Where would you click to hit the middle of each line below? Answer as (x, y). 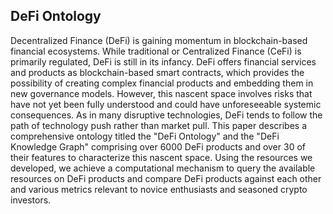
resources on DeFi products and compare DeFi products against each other (166, 178)
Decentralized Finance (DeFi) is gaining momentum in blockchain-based (159, 40)
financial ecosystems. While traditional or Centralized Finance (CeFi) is (156, 51)
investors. (31, 200)
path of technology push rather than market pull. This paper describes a (159, 125)
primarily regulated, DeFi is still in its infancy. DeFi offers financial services (163, 61)
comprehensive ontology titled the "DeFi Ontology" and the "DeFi (145, 136)
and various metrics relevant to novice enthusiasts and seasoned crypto (159, 189)
